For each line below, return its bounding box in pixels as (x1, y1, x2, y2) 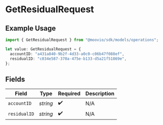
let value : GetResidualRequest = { (5, 46, 81, 52)
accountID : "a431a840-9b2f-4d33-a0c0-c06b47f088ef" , (10, 51, 125, 57)
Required (58, 90, 81, 97)
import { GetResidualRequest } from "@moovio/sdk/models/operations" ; (5, 37, 159, 42)
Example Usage (5, 24, 56, 33)
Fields (5, 75, 26, 84)
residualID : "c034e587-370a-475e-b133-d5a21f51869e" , (10, 56, 127, 61)
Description (85, 90, 115, 97)
